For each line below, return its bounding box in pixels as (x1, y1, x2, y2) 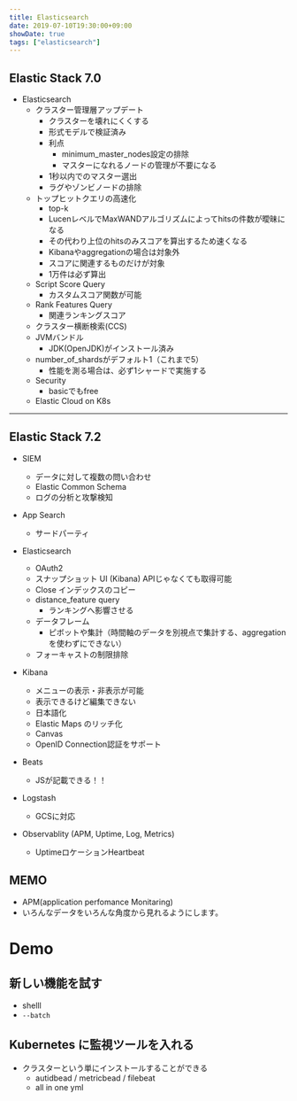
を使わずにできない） (48, 638, 126, 648)
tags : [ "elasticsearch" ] (9, 37, 101, 47)
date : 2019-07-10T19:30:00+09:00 (9, 21, 133, 30)
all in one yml (34, 1082, 84, 1092)
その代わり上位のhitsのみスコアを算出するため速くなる (48, 236, 247, 246)
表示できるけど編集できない (34, 696, 137, 707)
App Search (21, 509, 65, 520)
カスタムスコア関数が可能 (48, 290, 142, 300)
